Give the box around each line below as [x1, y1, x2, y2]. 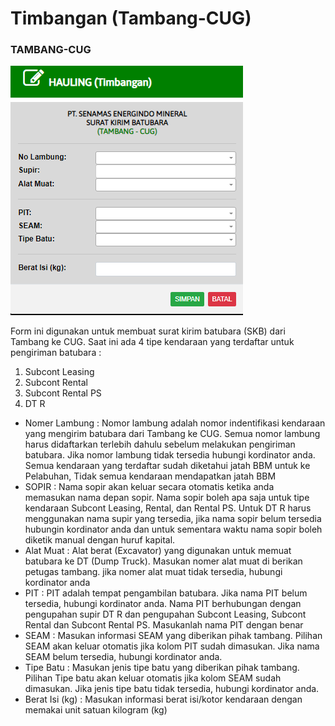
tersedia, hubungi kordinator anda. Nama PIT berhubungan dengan [24, 598, 302, 610]
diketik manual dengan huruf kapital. [24, 534, 176, 546]
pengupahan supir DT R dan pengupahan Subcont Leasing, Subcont [24, 608, 307, 621]
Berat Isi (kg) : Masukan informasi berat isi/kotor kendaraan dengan [24, 693, 303, 706]
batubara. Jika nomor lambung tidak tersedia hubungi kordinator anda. [24, 449, 316, 461]
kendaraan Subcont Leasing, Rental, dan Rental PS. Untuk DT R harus [24, 502, 312, 514]
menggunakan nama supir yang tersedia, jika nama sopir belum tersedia [24, 513, 322, 525]
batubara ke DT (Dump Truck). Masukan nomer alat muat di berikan [24, 555, 303, 567]
